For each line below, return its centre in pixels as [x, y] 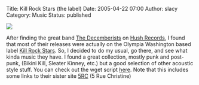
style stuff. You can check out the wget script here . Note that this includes [97, 69]
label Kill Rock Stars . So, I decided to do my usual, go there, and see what [97, 51]
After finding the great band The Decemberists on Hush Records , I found [96, 38]
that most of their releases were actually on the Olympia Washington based [99, 44]
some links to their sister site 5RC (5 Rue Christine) [69, 76]
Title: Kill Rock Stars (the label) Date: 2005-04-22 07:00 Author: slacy [92, 9]
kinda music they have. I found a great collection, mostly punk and [88, 57]
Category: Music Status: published [49, 15]
